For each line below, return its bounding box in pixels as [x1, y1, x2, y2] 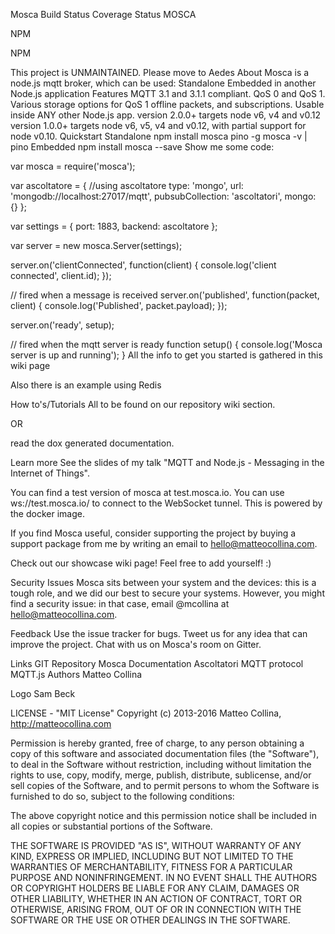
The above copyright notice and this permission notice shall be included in [10, 810, 317, 821]
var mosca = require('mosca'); [10, 160, 136, 172]
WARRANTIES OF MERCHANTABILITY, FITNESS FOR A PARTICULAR [10, 861, 293, 873]
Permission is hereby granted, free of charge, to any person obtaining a [10, 737, 305, 749]
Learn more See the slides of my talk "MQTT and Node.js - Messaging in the [10, 457, 325, 468]
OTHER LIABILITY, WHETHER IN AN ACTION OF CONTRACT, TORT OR [10, 893, 302, 904]
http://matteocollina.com [10, 718, 112, 729]
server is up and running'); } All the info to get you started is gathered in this [10, 349, 323, 361]
